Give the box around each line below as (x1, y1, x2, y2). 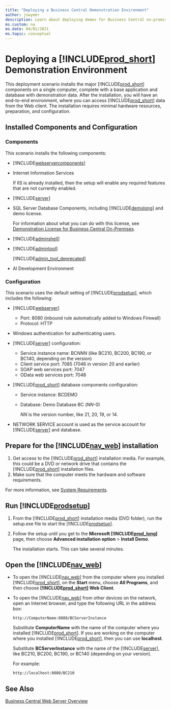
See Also (5, 684, 34, 693)
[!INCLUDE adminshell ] (12, 236, 60, 242)
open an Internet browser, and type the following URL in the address (12, 600, 156, 606)
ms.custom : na (5, 21, 36, 27)
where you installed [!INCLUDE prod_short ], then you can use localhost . (12, 635, 163, 642)
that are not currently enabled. (12, 185, 77, 191)
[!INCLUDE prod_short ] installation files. (12, 466, 95, 472)
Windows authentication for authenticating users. (12, 330, 116, 336)
